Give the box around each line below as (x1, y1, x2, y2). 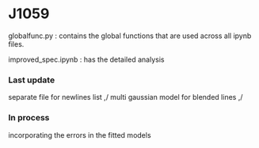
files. (8, 39, 25, 48)
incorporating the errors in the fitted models (8, 130, 152, 139)
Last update (8, 74, 55, 85)
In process (8, 112, 50, 123)
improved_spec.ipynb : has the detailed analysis (8, 55, 165, 64)
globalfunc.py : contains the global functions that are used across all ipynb (8, 31, 252, 40)
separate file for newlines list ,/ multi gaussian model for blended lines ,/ (8, 93, 243, 102)
